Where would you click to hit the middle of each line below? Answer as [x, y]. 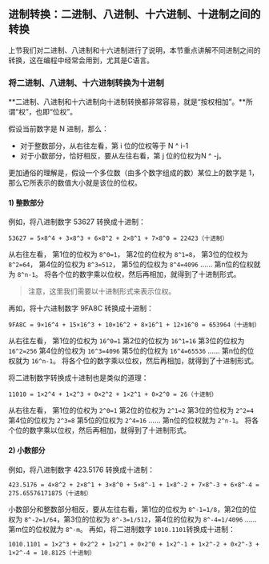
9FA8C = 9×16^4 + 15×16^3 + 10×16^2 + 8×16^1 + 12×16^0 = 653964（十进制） [134, 325]
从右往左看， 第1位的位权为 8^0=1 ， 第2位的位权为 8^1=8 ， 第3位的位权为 [128, 254]
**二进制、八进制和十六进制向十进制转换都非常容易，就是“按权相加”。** [127, 102]
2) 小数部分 [27, 450]
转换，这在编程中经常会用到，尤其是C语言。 [81, 60]
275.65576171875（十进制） [50, 493]
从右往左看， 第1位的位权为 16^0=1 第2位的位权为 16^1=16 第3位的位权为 [126, 341]
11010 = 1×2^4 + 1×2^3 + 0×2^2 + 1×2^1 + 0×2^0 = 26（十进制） [113, 394]
